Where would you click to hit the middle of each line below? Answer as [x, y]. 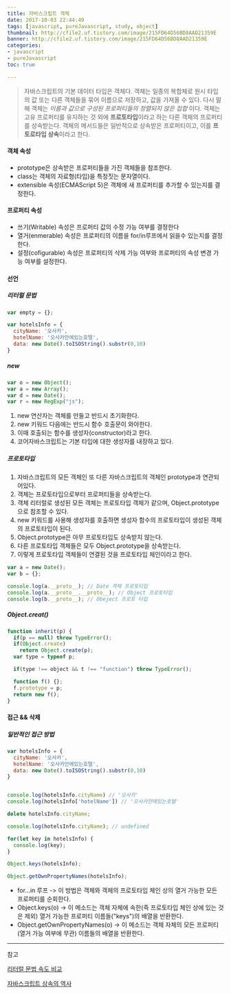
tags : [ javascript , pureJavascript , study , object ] [82, 26]
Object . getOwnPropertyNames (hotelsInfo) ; [67, 876]
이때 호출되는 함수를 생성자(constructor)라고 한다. [85, 433]
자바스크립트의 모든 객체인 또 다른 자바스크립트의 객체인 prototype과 [109, 477]
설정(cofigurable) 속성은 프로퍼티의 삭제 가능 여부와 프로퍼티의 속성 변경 [114, 253]
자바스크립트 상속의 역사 [40, 984]
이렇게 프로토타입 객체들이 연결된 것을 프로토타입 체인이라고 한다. [104, 555]
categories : [24, 45]
